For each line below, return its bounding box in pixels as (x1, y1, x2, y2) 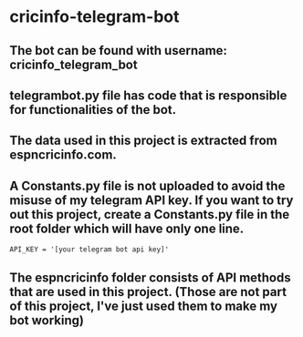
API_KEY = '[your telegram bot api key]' (9, 245, 170, 254)
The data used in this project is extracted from (9, 133, 278, 148)
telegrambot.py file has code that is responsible (9, 87, 287, 103)
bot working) (9, 312, 85, 328)
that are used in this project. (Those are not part (9, 284, 287, 300)
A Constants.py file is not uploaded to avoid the (9, 178, 286, 193)
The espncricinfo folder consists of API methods (9, 270, 291, 285)
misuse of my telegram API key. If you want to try (9, 192, 294, 208)
